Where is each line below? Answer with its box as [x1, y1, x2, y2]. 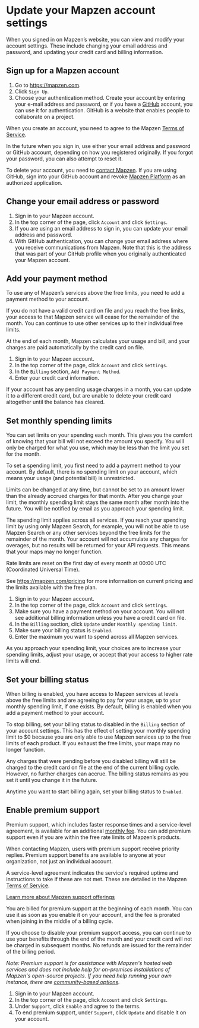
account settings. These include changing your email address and [6, 42, 168, 49]
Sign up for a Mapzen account [6, 66, 119, 76]
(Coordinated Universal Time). [6, 566, 80, 573]
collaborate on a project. [14, 113, 75, 120]
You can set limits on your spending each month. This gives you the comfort [6, 431, 193, 439]
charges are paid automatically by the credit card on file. [6, 344, 144, 351]
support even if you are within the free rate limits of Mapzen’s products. [6, 833, 181, 841]
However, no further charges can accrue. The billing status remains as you [6, 770, 189, 777]
